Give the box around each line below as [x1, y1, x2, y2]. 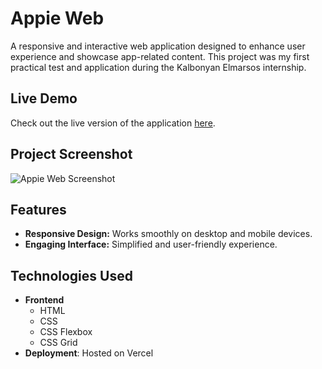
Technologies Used [10, 267, 133, 284]
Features [10, 201, 67, 218]
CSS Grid [39, 337, 78, 349]
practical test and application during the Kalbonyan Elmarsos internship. [10, 61, 307, 73]
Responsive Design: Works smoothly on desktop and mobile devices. [24, 228, 313, 240]
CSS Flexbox [39, 326, 93, 338]
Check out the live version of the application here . [10, 117, 216, 129]
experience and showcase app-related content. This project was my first [10, 50, 310, 62]
